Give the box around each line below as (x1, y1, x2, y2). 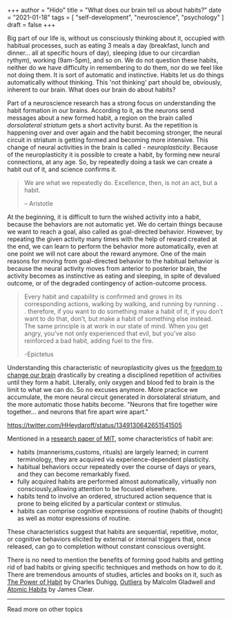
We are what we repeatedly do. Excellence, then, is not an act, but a (23, 179, 217, 186)
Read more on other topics (7, 605, 83, 613)
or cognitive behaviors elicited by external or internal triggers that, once (7, 535, 211, 543)
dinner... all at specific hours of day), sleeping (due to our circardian (7, 48, 200, 57)
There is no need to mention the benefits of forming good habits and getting (7, 556, 224, 564)
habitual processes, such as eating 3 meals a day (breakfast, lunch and (7, 42, 210, 49)
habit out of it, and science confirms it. (7, 166, 117, 173)
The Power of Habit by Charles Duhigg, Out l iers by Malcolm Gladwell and (7, 578, 215, 586)
